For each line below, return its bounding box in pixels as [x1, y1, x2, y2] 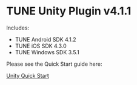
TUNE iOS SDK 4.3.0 [15, 42, 67, 49]
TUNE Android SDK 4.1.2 [15, 36, 77, 43]
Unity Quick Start [6, 72, 50, 79]
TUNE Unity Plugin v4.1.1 [6, 4, 132, 18]
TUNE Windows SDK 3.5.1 [15, 48, 80, 55]
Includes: [6, 24, 29, 31]
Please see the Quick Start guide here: [6, 60, 102, 68]
